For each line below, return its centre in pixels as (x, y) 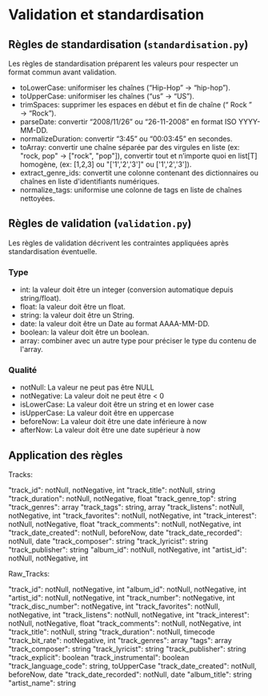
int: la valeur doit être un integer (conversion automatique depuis (126, 289)
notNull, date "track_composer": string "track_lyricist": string (108, 541)
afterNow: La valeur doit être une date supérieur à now (110, 430)
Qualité (23, 370)
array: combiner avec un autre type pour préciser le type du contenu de (138, 341)
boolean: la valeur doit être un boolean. (84, 332)
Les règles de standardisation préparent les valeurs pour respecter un (123, 63)
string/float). (40, 298)
